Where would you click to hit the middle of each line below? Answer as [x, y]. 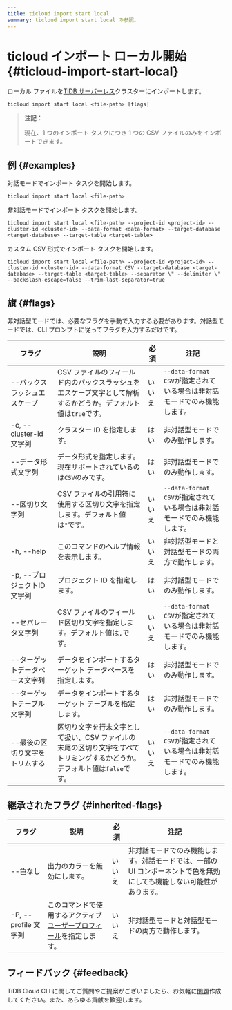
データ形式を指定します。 [99, 457]
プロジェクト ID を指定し [97, 580]
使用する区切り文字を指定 [99, 504]
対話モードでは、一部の [179, 861]
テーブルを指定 [111, 704]
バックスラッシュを [109, 383]
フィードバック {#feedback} [68, 973]
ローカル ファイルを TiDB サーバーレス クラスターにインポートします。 [106, 91]
